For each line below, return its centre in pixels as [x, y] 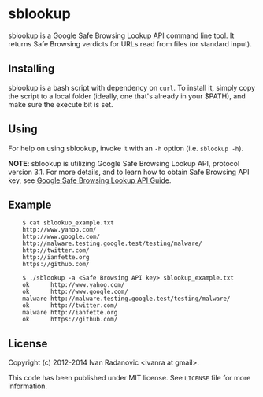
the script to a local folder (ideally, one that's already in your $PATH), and [127, 96]
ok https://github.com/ [70, 320]
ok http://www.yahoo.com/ [74, 285]
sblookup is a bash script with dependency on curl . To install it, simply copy [132, 87]
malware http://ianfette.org [70, 313]
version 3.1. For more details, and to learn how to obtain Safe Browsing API [129, 172]
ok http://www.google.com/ [75, 292]
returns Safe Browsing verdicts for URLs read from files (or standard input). [130, 43]
